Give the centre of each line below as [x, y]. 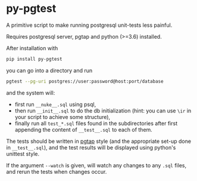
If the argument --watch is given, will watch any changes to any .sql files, [96, 165]
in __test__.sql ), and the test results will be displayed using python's [91, 147]
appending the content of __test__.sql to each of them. [84, 129]
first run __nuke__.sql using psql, [55, 104]
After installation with [32, 48]
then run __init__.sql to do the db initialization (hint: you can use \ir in [103, 110]
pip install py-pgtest [34, 59]
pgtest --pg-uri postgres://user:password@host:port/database [85, 81]
